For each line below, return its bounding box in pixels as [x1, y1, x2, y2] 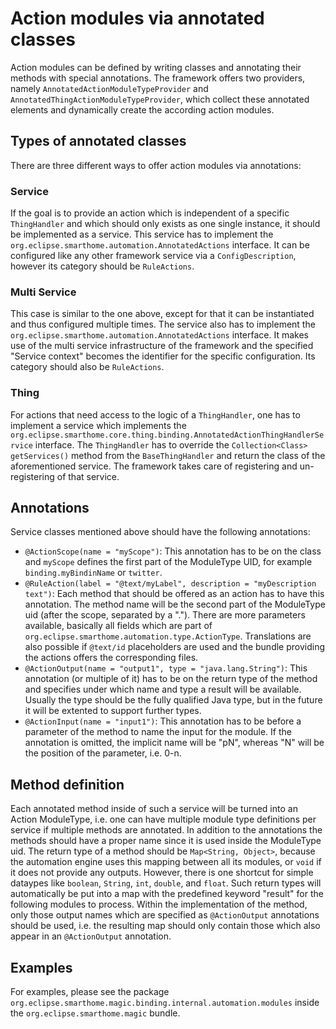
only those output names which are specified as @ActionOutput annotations [10, 909, 320, 921]
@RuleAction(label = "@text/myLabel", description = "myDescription [24, 579, 317, 589]
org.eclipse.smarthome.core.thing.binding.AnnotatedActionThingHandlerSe [10, 430, 325, 440]
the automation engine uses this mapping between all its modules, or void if [10, 856, 322, 868]
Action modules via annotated [10, 7, 265, 30]
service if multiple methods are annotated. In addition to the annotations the [10, 824, 323, 836]
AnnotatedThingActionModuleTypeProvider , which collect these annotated [10, 93, 310, 105]
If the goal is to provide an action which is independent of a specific [10, 207, 290, 219]
